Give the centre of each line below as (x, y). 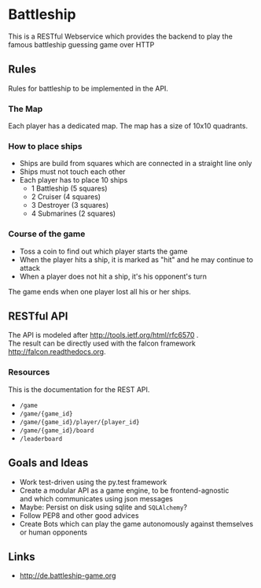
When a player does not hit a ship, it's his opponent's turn (113, 276)
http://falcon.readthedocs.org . (57, 352)
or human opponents (53, 532)
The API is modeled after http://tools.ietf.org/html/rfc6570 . (103, 335)
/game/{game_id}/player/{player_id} (79, 422)
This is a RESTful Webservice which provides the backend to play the (121, 36)
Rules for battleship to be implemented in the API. (88, 88)
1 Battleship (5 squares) (69, 189)
